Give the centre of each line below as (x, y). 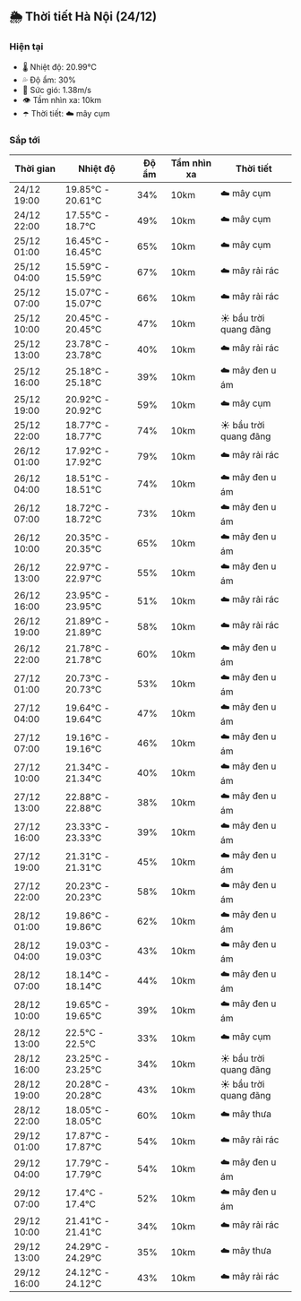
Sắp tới (25, 140)
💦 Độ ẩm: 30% (49, 80)
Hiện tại (26, 47)
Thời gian (35, 168)
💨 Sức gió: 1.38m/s (57, 90)
